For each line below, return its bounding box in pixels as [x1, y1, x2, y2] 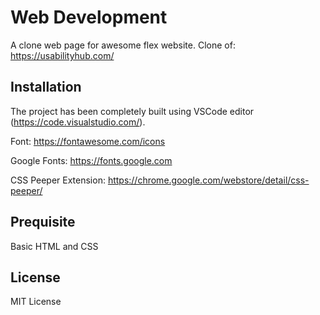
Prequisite [10, 214, 76, 231]
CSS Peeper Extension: [10, 174, 106, 186]
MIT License [10, 296, 62, 308]
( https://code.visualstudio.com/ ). [10, 116, 146, 128]
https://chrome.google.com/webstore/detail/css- [107, 174, 310, 186]
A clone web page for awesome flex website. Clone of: [10, 39, 236, 51]
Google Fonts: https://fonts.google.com [10, 154, 173, 166]
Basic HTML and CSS [10, 240, 99, 252]
